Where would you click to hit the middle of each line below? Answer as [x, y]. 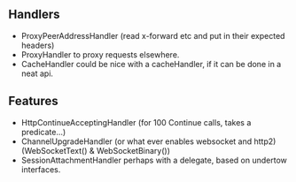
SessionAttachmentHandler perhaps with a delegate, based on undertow [154, 160]
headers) [38, 45]
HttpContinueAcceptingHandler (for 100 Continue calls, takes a [136, 122]
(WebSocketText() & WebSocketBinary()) [95, 150]
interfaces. [41, 169]
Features [33, 101]
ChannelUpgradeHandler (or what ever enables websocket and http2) [148, 141]
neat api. [37, 73]
